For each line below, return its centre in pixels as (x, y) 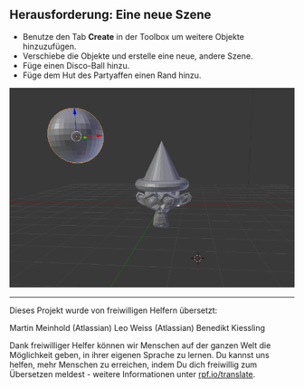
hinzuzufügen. (49, 46)
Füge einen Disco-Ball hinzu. (76, 65)
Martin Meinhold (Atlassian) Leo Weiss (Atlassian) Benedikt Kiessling (137, 328)
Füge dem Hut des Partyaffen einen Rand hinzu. (112, 75)
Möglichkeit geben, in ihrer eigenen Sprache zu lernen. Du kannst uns (139, 355)
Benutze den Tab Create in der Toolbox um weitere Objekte (133, 36)
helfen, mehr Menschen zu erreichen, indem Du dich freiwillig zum (133, 364)
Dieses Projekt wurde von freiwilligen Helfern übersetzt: (114, 310)
